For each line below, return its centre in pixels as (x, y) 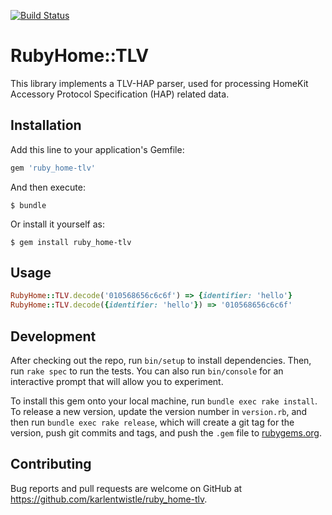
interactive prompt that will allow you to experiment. (117, 381)
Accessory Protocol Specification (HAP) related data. (120, 94)
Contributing (51, 464)
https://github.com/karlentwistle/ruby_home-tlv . (109, 499)
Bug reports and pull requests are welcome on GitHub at (126, 488)
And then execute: (48, 187)
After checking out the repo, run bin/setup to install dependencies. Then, (161, 360)
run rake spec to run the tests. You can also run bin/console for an (147, 371)
